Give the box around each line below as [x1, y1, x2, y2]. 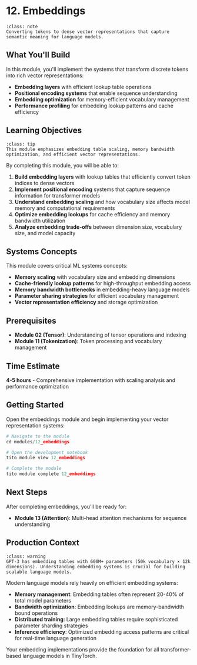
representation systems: [6, 422, 65, 429]
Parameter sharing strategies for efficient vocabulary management [14, 292, 179, 299]
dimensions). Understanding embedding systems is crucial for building [6, 564, 185, 569]
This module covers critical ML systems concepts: [6, 262, 128, 269]
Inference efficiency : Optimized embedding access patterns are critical [14, 628, 189, 635]
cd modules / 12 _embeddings [6, 439, 69, 445]
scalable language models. [6, 569, 72, 575]
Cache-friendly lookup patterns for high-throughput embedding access [14, 280, 191, 287]
